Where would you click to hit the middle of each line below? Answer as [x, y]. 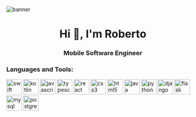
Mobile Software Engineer [103, 53]
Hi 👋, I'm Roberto [103, 34]
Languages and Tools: [40, 69]
